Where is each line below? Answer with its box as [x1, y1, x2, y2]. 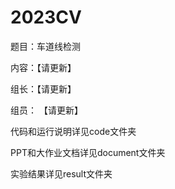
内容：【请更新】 [10, 61, 77, 73]
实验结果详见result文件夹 [10, 167, 113, 180]
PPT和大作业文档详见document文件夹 [10, 146, 166, 158]
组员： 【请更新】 [10, 104, 83, 116]
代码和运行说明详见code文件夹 [10, 125, 137, 137]
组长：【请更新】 [10, 82, 77, 95]
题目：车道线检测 [10, 40, 81, 52]
